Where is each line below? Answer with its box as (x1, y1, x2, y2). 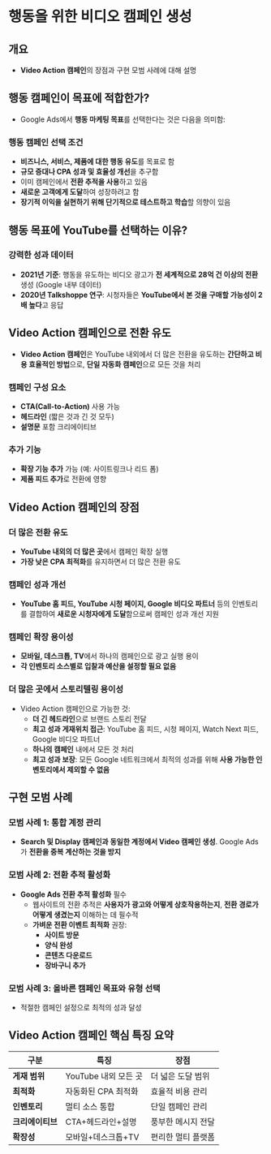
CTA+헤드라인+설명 (65, 1116, 137, 1127)
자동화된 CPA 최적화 (65, 1085, 139, 1096)
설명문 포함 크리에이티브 (19, 421, 97, 431)
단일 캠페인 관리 (150, 1100, 209, 1112)
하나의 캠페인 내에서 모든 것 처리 (32, 744, 134, 754)
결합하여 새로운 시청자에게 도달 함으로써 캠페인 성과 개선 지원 (28, 609, 219, 619)
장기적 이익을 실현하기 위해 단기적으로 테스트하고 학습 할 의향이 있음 (19, 197, 231, 207)
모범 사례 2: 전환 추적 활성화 (8, 869, 111, 881)
